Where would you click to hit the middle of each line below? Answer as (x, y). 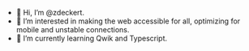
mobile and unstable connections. (73, 30)
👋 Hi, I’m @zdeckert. (50, 13)
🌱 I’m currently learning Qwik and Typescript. (92, 38)
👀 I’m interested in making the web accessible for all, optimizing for (128, 21)
